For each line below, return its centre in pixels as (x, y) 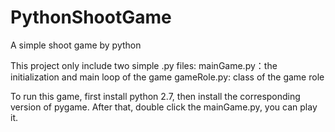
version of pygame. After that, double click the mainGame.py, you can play (164, 107)
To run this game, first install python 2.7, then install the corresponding (155, 96)
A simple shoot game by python (76, 45)
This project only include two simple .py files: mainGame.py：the (144, 65)
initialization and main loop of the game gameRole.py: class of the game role (167, 77)
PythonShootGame (91, 17)
